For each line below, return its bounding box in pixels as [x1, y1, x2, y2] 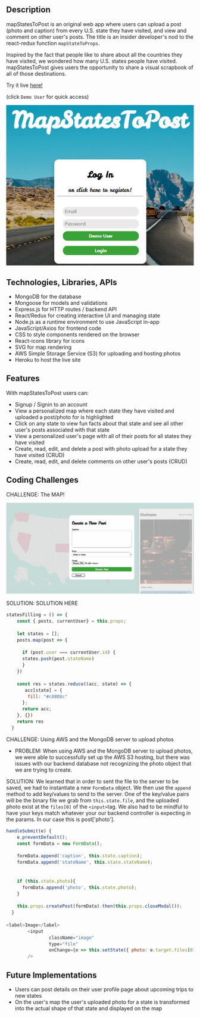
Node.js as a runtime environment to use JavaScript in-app [14, 318, 160, 325]
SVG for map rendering [14, 344, 72, 351]
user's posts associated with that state [14, 426, 110, 433]
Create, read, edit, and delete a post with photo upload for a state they [14, 445, 187, 452]
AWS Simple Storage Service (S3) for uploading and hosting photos [14, 349, 181, 357]
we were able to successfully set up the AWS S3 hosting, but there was [14, 753, 190, 761]
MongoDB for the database [14, 293, 82, 300]
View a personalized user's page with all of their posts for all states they [14, 432, 192, 439]
